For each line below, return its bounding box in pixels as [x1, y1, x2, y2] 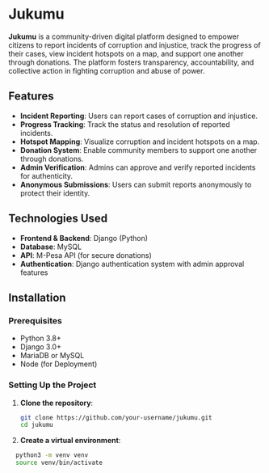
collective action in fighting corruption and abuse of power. [8, 65, 205, 75]
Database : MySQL [19, 242, 82, 251]
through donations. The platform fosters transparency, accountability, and [8, 57, 254, 67]
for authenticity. [19, 171, 74, 180]
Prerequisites [8, 315, 62, 326]
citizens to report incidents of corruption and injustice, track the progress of [8, 40, 261, 49]
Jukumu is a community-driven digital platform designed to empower [8, 32, 240, 41]
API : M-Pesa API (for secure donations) [19, 250, 152, 260]
